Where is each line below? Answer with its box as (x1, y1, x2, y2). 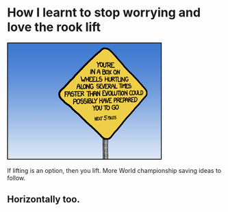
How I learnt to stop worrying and (7, 5, 201, 21)
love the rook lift (7, 19, 101, 35)
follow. (7, 174, 26, 182)
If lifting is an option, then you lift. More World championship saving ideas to (7, 166, 221, 174)
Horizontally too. (7, 193, 80, 205)
